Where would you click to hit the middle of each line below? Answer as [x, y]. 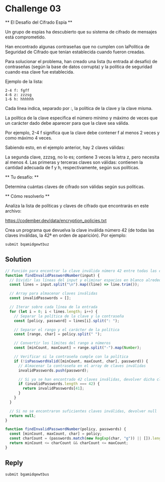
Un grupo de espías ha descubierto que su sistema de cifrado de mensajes [81, 32]
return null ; [23, 416]
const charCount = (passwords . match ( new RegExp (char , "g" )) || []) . [81, 439]
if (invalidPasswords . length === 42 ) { [59, 384]
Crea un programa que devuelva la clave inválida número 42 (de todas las [80, 230]
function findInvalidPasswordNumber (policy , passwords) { [66, 429]
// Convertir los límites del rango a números [62, 343]
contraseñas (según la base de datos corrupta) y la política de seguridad [79, 67]
